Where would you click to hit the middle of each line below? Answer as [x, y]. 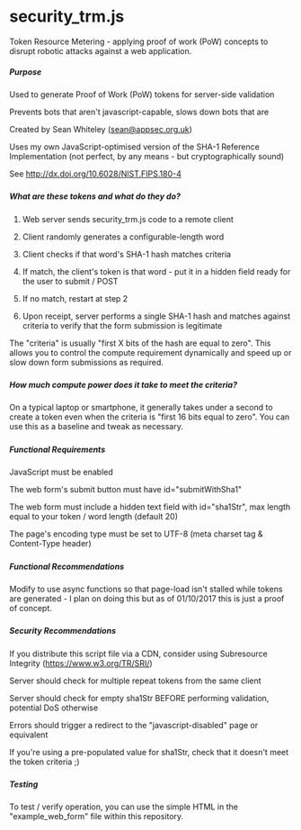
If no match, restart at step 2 [75, 298]
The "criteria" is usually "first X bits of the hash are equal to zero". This [140, 343]
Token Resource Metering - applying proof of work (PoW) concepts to [139, 41]
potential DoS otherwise [54, 708]
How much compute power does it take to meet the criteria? [124, 385]
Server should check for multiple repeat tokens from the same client [136, 681]
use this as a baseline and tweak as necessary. [97, 427]
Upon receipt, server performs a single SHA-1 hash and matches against [156, 316]
